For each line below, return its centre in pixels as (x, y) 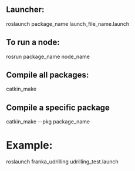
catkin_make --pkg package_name (48, 122)
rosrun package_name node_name (48, 56)
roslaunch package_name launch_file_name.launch (68, 24)
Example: (29, 145)
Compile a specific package (58, 107)
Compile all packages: (48, 75)
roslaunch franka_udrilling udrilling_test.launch (62, 162)
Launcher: (25, 10)
